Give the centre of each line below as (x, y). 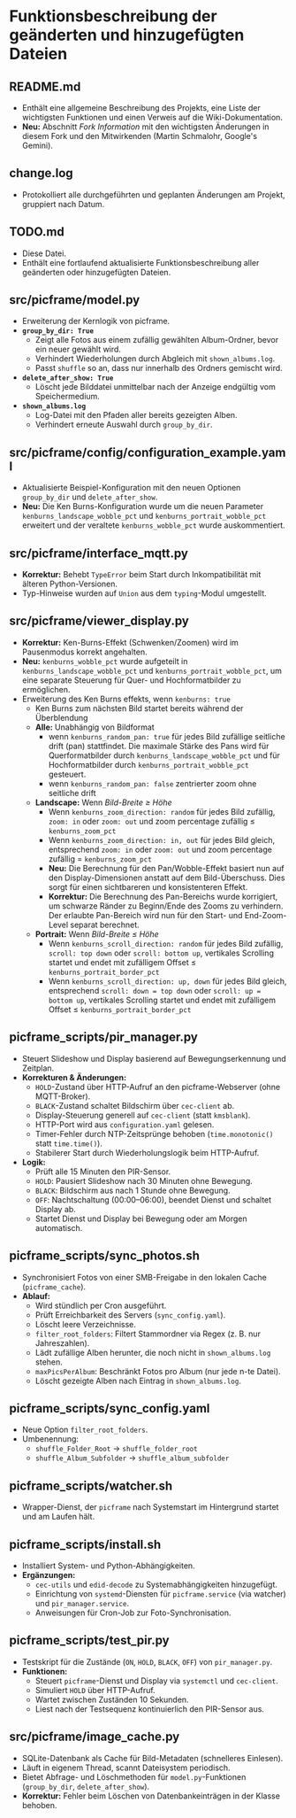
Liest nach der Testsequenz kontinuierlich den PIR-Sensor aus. (150, 1709)
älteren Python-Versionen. (69, 584)
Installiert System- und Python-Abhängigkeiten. (109, 1566)
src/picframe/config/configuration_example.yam (148, 452)
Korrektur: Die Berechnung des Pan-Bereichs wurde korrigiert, (163, 896)
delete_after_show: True (68, 378)
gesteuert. (67, 774)
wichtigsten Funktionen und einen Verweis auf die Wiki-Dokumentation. (152, 117)
